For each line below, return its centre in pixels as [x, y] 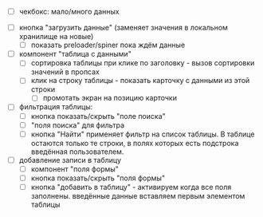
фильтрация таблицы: [56, 107]
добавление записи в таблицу [70, 160]
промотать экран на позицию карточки [110, 98]
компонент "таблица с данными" [75, 54]
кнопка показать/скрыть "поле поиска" [98, 116]
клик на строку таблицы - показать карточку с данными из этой [140, 81]
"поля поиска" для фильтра [78, 125]
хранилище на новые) [56, 37]
